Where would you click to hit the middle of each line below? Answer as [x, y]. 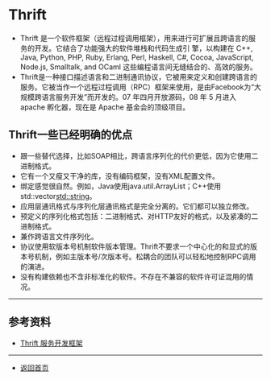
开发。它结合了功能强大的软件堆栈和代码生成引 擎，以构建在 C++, [144, 48]
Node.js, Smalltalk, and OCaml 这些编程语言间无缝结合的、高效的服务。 [138, 67]
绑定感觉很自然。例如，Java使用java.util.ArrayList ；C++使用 [121, 186]
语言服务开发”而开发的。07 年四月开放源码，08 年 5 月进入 [139, 97]
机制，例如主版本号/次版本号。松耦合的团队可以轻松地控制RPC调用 [145, 256]
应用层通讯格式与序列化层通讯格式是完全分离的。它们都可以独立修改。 [137, 206]
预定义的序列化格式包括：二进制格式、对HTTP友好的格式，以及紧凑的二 [139, 216]
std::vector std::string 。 [58, 196]
